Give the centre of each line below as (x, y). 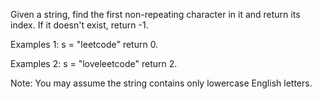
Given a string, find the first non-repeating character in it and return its (155, 14)
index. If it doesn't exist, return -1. (79, 25)
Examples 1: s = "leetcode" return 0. (84, 44)
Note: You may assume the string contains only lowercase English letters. (161, 83)
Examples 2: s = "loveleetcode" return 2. (94, 63)
